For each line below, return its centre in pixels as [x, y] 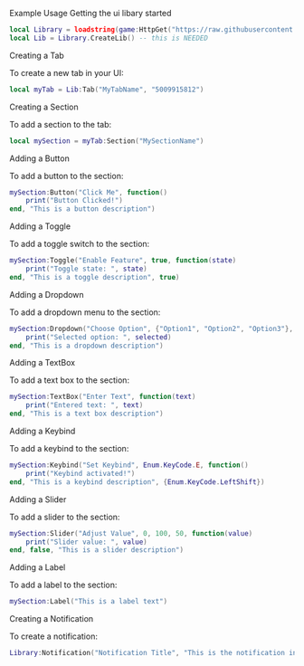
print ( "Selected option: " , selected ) [99, 337]
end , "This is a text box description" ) [87, 414]
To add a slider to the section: [65, 517]
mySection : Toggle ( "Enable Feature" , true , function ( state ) [123, 261]
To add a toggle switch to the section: [80, 244]
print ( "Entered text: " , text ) [85, 405]
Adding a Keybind [43, 431]
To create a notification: [53, 636]
